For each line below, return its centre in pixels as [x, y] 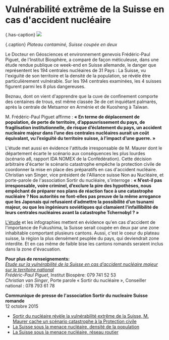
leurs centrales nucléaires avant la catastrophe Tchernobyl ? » [72, 212]
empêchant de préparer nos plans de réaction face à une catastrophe [79, 191]
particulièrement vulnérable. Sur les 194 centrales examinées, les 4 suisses [83, 81]
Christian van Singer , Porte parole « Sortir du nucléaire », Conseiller [76, 280]
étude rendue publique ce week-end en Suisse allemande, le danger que [81, 65]
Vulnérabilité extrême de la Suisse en [85, 9]
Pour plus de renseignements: [37, 259]
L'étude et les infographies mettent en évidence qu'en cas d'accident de [80, 222]
